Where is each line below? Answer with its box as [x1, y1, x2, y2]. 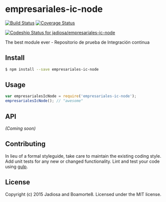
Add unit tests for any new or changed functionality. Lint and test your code [5, 158, 160, 164]
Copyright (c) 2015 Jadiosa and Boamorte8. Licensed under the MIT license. [5, 191, 162, 197]
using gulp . [5, 163, 28, 170]
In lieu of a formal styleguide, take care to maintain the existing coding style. [5, 153, 162, 159]
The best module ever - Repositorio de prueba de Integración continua [5, 39, 150, 45]
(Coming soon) [5, 125, 36, 131]
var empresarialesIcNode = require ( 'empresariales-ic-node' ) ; [5, 94, 137, 99]
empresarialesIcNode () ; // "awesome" [5, 99, 83, 103]
